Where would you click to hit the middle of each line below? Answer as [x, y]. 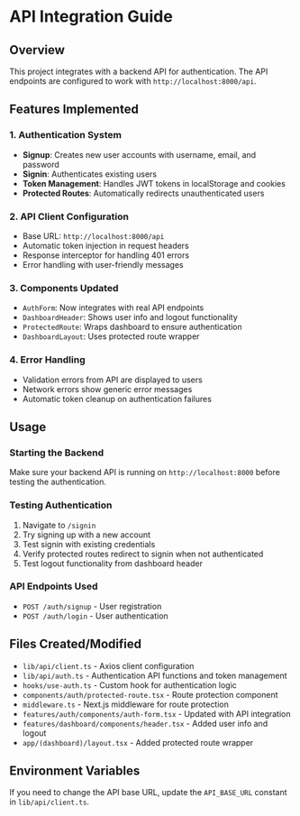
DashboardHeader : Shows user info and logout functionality [130, 317]
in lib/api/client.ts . [50, 802]
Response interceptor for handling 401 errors [106, 255]
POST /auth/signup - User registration [92, 606]
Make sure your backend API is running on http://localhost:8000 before [145, 472]
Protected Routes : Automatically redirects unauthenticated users [143, 193]
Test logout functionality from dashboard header [112, 563]
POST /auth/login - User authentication [95, 616]
